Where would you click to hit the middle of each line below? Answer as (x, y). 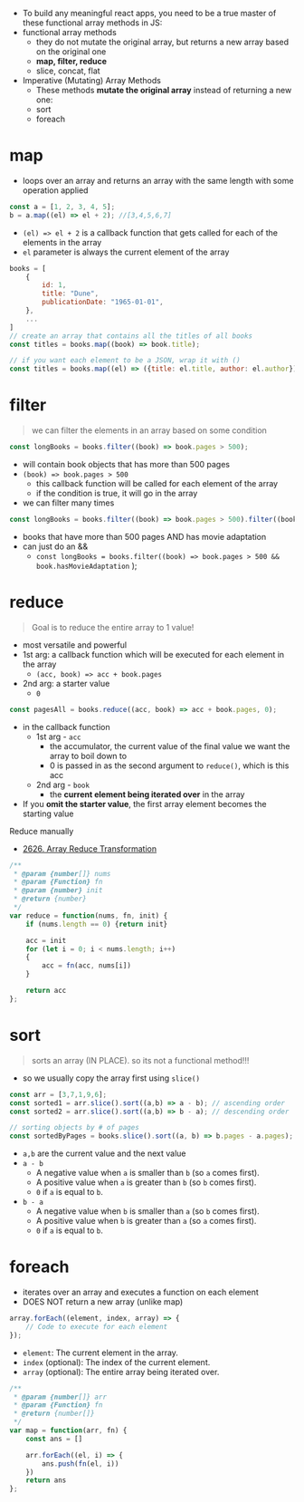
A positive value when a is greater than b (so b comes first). (146, 1182)
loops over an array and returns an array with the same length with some (158, 180)
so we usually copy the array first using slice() (111, 1078)
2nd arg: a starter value (66, 683)
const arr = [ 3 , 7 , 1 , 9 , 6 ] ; (58, 1094)
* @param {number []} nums (62, 873)
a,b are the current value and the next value (104, 1153)
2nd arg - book (63, 785)
